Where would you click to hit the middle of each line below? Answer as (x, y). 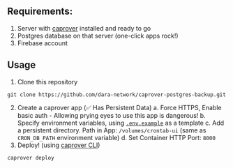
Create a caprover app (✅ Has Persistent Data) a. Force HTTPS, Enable (119, 107)
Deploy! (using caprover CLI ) (59, 145)
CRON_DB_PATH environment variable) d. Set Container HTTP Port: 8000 (116, 137)
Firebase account (43, 43)
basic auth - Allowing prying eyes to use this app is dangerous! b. (111, 115)
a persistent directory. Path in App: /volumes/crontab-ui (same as (112, 130)
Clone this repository (47, 82)
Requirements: (40, 12)
